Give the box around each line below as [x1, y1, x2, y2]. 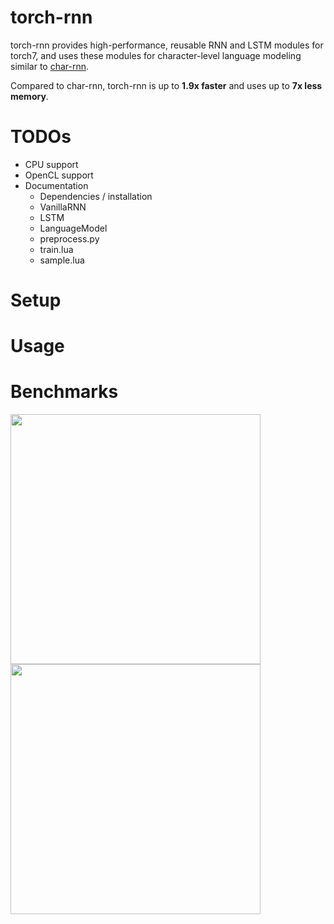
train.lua [39, 243, 74, 255]
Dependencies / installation [39, 190, 153, 202]
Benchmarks [10, 381, 119, 403]
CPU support [24, 158, 79, 170]
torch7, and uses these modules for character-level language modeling [10, 49, 302, 61]
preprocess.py [39, 232, 100, 245]
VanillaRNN [39, 201, 87, 213]
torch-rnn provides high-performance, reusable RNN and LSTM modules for [10, 39, 324, 51]
